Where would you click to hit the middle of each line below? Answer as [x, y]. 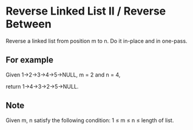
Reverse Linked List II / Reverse [86, 11]
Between [29, 24]
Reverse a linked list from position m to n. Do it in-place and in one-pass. [96, 41]
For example [30, 60]
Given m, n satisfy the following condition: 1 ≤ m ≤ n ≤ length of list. [90, 120]
